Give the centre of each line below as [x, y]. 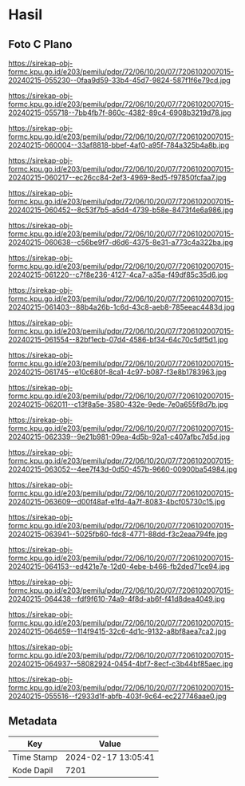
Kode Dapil [33, 770]
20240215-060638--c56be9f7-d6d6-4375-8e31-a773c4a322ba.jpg [121, 242]
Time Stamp [35, 757]
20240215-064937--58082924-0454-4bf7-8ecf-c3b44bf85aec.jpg [121, 664]
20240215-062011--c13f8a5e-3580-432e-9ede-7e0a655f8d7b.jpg [119, 404]
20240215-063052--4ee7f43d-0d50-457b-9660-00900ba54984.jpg [123, 469]
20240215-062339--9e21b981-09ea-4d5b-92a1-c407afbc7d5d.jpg [119, 437]
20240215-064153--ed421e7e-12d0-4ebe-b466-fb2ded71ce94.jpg [119, 567]
